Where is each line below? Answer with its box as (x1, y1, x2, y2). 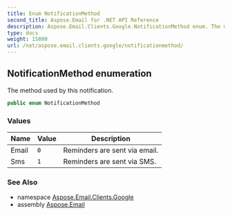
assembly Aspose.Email (17, 200, 85, 209)
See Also (7, 177, 38, 187)
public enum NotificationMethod (7, 100, 100, 106)
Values (7, 115, 31, 125)
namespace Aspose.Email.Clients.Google (17, 193, 134, 201)
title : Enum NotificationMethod (7, 10, 100, 17)
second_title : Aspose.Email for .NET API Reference (7, 17, 159, 24)
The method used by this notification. (7, 86, 114, 94)
